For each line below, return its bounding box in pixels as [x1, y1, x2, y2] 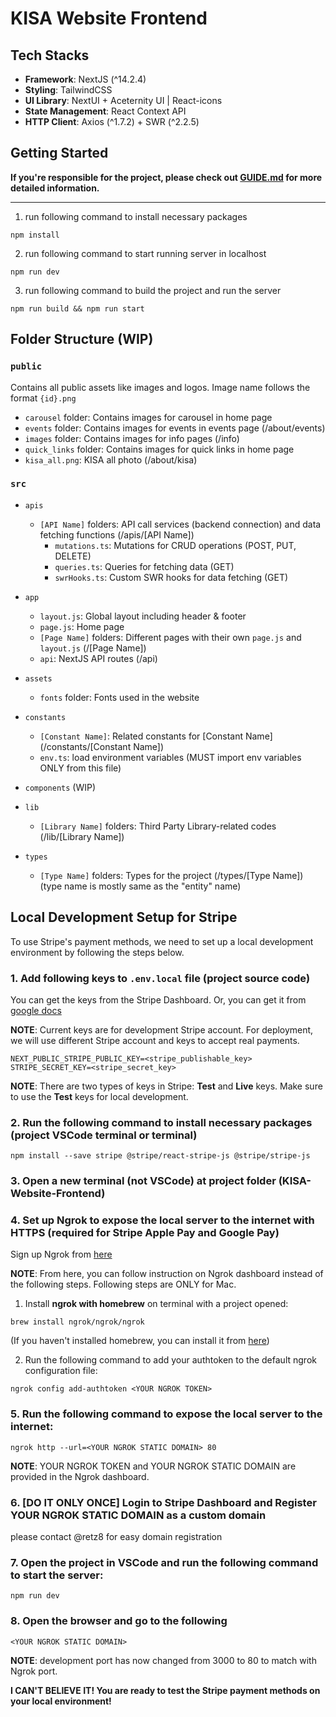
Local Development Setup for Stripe [10, 909, 238, 926]
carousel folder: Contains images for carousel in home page [24, 411, 273, 423]
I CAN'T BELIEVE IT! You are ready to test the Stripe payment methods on [10, 1684, 321, 1696]
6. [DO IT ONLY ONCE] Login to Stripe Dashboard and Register [10, 1495, 317, 1509]
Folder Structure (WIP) [10, 331, 154, 348]
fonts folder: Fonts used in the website [39, 691, 200, 703]
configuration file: [24, 1365, 98, 1377]
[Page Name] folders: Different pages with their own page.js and [39, 631, 302, 643]
